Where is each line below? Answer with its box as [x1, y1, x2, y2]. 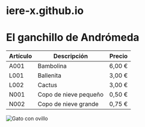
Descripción [53, 52, 88, 60]
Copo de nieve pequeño [37, 91, 104, 99]
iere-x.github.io [6, 4, 84, 18]
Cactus [37, 81, 57, 89]
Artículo [9, 52, 32, 60]
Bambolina [37, 62, 67, 70]
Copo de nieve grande [37, 100, 99, 108]
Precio [109, 52, 128, 60]
